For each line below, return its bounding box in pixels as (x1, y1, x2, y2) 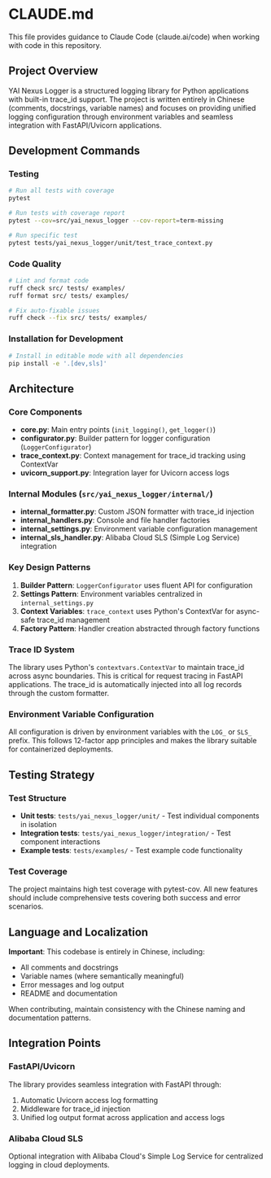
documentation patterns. (8, 1013, 91, 1023)
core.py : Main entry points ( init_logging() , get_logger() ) (20, 425, 216, 435)
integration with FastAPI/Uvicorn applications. (8, 120, 162, 130)
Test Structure (8, 792, 67, 804)
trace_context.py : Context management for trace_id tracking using (20, 451, 246, 461)
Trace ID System (8, 644, 75, 655)
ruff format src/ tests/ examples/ (8, 291, 129, 300)
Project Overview (8, 64, 98, 78)
